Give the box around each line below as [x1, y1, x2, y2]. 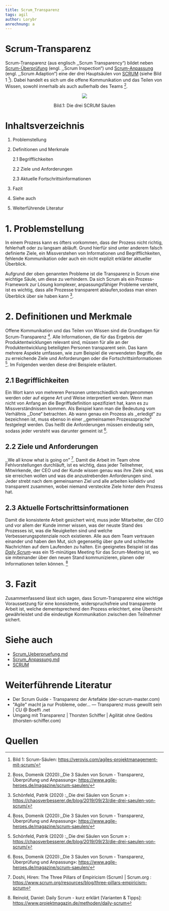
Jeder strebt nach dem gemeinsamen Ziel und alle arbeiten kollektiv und [5, 478, 155, 484]
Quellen [5, 735, 39, 746]
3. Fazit [5, 578, 37, 590]
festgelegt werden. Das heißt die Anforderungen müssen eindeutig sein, [5, 422, 154, 428]
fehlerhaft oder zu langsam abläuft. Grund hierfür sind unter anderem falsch [5, 245, 162, 251]
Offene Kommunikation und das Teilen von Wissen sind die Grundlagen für [5, 327, 160, 333]
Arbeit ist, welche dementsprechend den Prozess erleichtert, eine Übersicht [5, 605, 162, 612]
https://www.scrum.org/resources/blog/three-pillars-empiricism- [12, 880, 147, 886]
